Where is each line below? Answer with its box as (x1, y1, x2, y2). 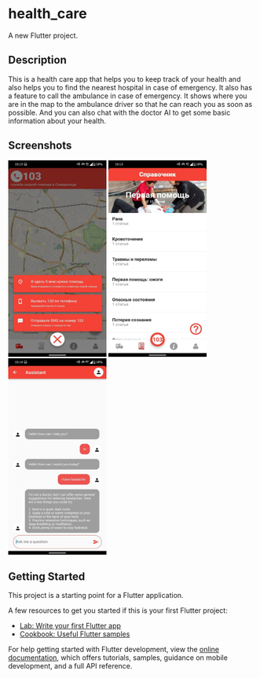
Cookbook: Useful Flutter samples (19, 629, 130, 639)
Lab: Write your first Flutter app (19, 621, 122, 631)
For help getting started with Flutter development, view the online (8, 645, 220, 654)
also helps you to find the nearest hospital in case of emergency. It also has (8, 82, 253, 92)
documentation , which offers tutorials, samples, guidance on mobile (8, 653, 228, 662)
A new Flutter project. (8, 31, 79, 40)
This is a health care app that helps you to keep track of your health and (8, 74, 241, 83)
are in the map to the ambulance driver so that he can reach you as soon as (8, 99, 253, 108)
